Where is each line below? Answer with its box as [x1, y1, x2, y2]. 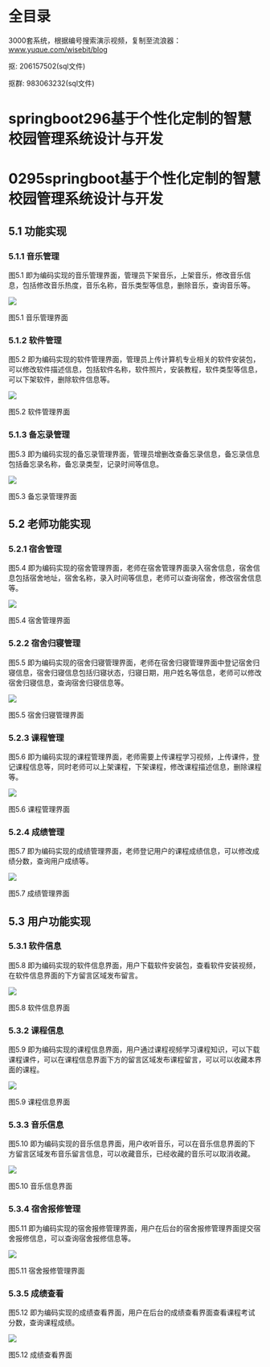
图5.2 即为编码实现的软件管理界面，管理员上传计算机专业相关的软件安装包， [8, 355, 260, 364]
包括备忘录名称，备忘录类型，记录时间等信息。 [8, 459, 163, 468]
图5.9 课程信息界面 [8, 1097, 71, 1107]
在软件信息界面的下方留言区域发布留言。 [8, 970, 142, 980]
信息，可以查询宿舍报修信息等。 [29, 1233, 135, 1243]
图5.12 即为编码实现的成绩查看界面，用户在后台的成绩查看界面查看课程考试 [8, 1307, 256, 1318]
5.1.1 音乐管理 [8, 251, 60, 262]
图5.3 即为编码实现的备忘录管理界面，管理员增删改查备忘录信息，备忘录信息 [8, 449, 260, 459]
